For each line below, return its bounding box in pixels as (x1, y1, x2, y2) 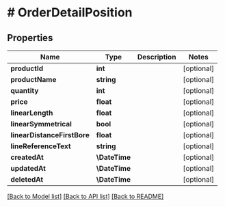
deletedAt (10, 175, 44, 184)
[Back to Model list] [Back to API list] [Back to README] (7, 193, 164, 200)
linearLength (10, 108, 53, 118)
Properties (7, 32, 53, 44)
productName (10, 75, 57, 84)
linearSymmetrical (10, 120, 72, 128)
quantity (10, 86, 39, 95)
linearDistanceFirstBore (10, 130, 90, 139)
